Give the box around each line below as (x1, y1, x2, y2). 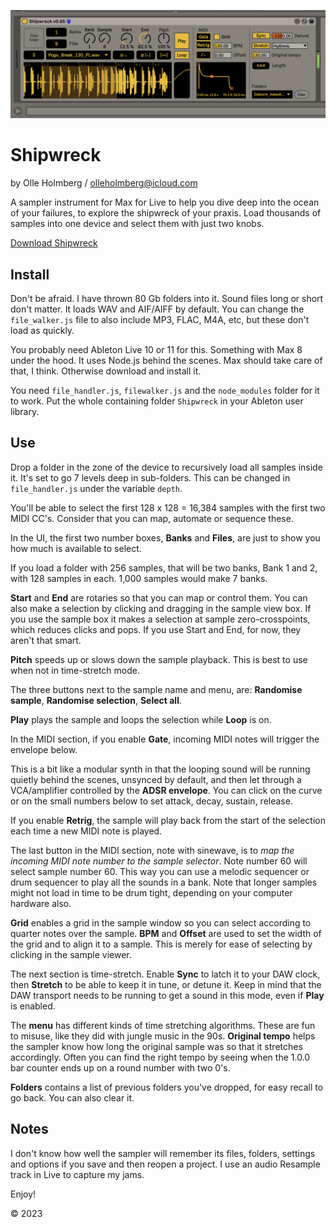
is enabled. (10, 1000, 56, 1012)
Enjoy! (10, 1188, 37, 1200)
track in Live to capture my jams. (10, 1168, 145, 1180)
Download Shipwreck (10, 237, 98, 249)
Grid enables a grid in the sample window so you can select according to (10, 916, 312, 929)
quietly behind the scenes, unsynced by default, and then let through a (10, 773, 302, 785)
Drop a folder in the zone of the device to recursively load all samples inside (10, 461, 323, 473)
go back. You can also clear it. (10, 1091, 135, 1104)
